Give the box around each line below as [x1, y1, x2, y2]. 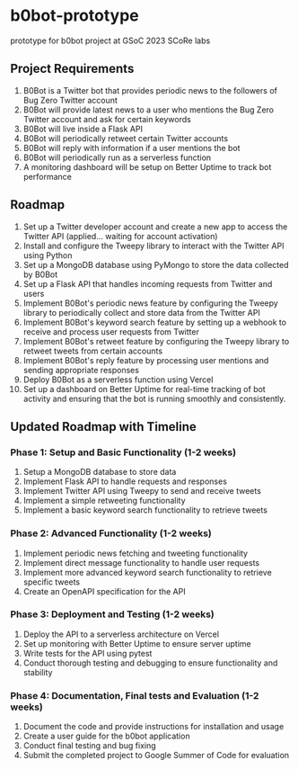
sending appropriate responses [22, 364, 140, 375]
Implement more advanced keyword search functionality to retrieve [22, 567, 272, 577]
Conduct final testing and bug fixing [22, 740, 156, 751]
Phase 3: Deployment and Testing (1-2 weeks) [10, 608, 215, 621]
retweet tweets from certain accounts [22, 345, 163, 356]
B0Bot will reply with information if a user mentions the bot [22, 142, 241, 153]
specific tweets [22, 577, 80, 587]
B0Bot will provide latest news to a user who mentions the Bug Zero [22, 104, 275, 115]
